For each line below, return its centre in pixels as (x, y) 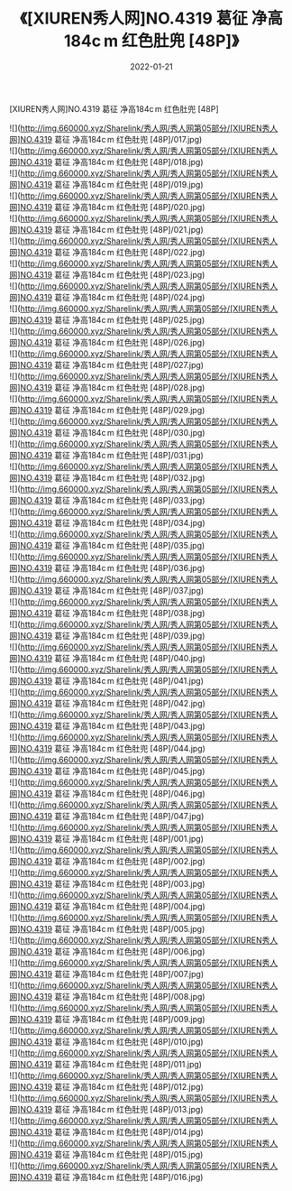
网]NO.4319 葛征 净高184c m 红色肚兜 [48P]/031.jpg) (107, 455)
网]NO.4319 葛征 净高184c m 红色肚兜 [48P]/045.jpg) (107, 771)
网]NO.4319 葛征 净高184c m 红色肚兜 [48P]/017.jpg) (106, 139)
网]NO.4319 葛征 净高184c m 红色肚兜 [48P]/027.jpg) (107, 365)
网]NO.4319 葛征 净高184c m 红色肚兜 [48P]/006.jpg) (107, 951)
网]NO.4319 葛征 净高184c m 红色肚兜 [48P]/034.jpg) (107, 522)
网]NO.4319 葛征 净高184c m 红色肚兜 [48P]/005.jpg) (107, 928)
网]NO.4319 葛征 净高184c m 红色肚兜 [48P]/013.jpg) (107, 1109)
